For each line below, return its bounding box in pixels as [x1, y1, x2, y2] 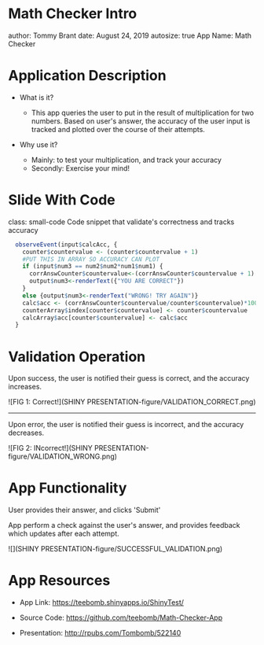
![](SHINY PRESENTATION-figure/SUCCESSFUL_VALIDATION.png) [8, 544, 223, 554]
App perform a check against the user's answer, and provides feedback [8, 521, 241, 530]
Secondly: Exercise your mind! [31, 163, 130, 173]
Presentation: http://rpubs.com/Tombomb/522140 [19, 628, 181, 638]
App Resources [8, 572, 111, 590]
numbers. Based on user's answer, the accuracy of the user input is [31, 116, 251, 126]
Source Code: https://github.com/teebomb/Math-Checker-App [19, 613, 222, 622]
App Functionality [8, 479, 127, 497]
